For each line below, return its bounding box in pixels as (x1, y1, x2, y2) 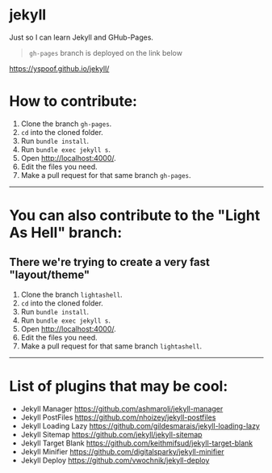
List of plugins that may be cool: (9, 378, 228, 395)
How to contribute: (9, 92, 138, 111)
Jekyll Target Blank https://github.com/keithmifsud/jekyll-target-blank (20, 438, 253, 448)
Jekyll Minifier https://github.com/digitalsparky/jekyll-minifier (20, 446, 224, 456)
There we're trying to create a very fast (9, 256, 211, 269)
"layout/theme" (9, 268, 90, 282)
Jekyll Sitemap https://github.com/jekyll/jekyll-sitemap (20, 429, 203, 439)
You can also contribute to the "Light (9, 206, 261, 225)
